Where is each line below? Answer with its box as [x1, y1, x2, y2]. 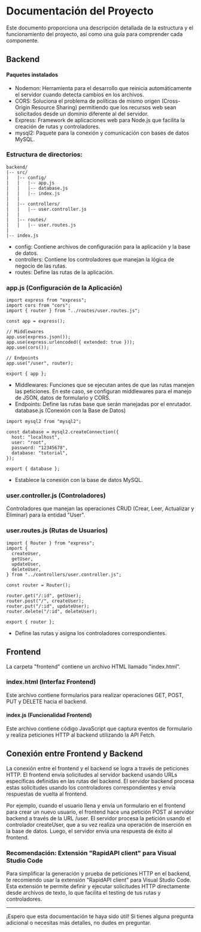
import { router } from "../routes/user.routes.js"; [6, 308, 141, 314]
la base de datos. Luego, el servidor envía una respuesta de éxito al [6, 827, 173, 835]
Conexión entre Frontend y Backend [6, 749, 143, 759]
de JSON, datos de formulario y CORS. [14, 394, 111, 401]
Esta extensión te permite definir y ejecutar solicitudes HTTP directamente [6, 883, 190, 890]
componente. [6, 37, 39, 44]
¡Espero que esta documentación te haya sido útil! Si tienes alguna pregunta [6, 913, 194, 920]
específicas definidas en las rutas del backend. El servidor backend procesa [6, 777, 194, 785]
